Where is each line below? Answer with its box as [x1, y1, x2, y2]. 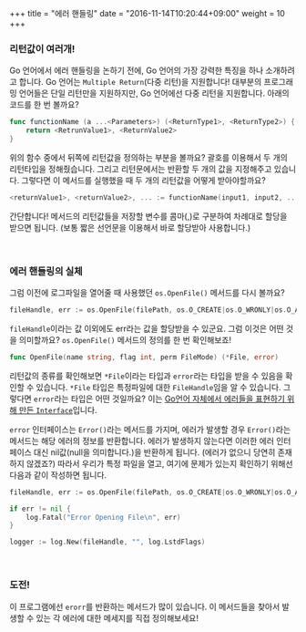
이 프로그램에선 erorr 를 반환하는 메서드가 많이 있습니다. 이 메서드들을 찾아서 [9, 601, 280, 612]
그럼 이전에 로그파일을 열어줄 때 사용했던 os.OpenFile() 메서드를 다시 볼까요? [9, 287, 285, 298]
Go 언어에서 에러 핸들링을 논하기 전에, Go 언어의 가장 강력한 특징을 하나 [9, 65, 264, 76]
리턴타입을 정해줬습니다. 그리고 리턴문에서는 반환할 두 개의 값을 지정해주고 [9, 163, 272, 174]
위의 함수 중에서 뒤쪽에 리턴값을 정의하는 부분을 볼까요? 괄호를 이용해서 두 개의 [9, 151, 289, 162]
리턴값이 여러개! [9, 42, 76, 55]
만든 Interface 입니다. [18, 404, 97, 415]
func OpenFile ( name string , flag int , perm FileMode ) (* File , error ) [9, 352, 280, 362]
